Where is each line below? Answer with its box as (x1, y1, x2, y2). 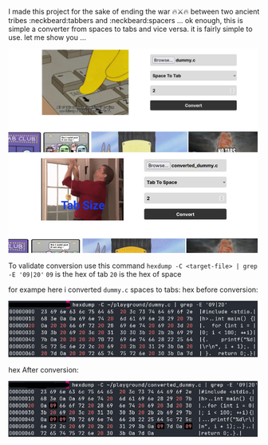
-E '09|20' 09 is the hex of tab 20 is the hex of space (8, 269, 182, 278)
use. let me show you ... (8, 33, 86, 42)
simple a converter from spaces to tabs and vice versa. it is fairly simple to (8, 24, 253, 33)
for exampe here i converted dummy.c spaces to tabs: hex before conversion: (8, 285, 258, 294)
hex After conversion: (8, 364, 79, 374)
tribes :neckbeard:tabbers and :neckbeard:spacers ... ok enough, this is (8, 16, 243, 25)
